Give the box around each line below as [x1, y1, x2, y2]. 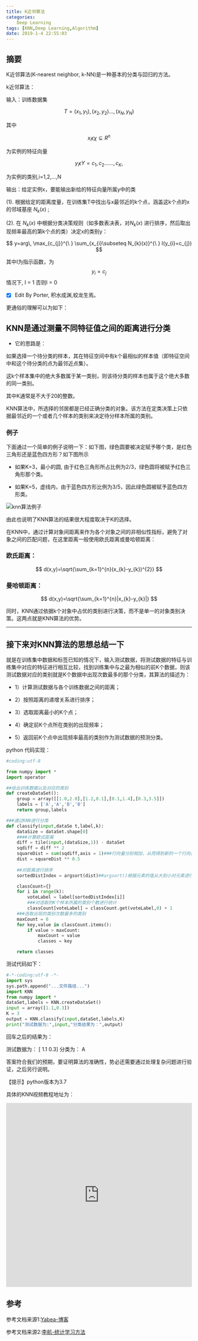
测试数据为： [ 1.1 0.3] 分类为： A [6, 1045, 85, 1052]
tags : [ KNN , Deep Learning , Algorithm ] [6, 25, 99, 31]
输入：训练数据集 [6, 96, 48, 103]
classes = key [37, 938, 72, 944]
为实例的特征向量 [6, 148, 48, 155]
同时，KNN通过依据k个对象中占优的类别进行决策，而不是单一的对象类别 [6, 607, 181, 615]
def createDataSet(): [6, 791, 60, 796]
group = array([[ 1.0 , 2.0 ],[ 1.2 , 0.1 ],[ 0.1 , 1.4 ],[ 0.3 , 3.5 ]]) [16, 796, 165, 802]
